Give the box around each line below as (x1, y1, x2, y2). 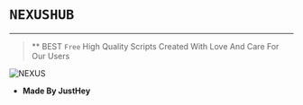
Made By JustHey (22, 85, 91, 96)
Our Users (31, 50, 70, 61)
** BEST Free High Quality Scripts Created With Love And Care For (31, 40, 280, 51)
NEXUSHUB (9, 6, 75, 23)
